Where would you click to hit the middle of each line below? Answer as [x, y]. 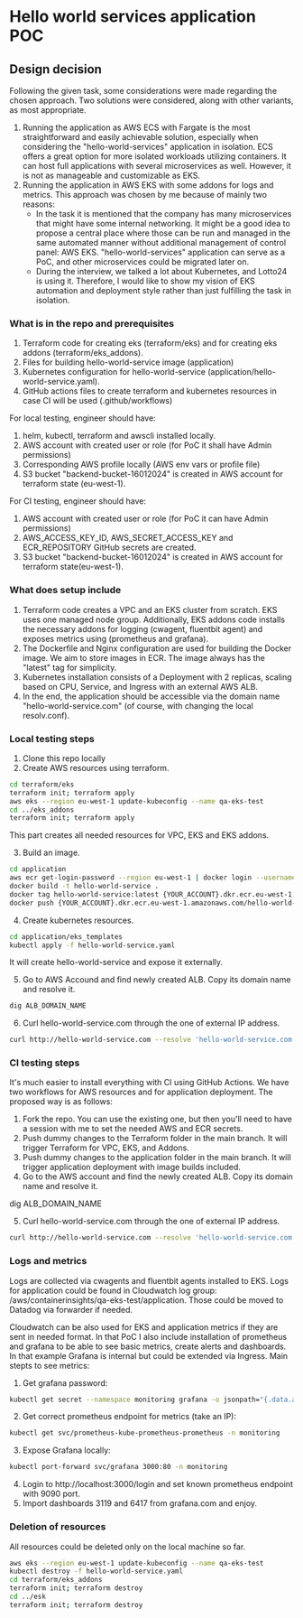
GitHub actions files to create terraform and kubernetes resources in [149, 391]
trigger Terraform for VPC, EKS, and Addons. [106, 1148]
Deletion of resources [58, 1527]
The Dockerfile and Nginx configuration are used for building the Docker [156, 648]
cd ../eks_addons [42, 810]
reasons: [39, 204]
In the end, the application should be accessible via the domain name [151, 696]
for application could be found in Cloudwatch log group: [113, 1290]
